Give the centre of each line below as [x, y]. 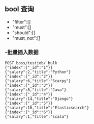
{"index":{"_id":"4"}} [29, 94]
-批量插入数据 [22, 52]
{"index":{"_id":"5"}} [29, 104]
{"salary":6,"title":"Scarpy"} [38, 81]
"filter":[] [21, 21]
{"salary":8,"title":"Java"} [36, 90]
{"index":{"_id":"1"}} [29, 68]
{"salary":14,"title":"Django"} [39, 99]
